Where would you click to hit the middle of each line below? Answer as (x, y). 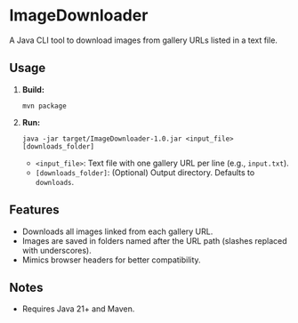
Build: (33, 89)
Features (34, 210)
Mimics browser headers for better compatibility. (112, 260)
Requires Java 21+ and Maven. (78, 309)
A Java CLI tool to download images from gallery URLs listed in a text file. (144, 40)
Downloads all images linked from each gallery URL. (117, 231)
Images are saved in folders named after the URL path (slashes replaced (154, 240)
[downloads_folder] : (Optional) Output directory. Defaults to (145, 172)
